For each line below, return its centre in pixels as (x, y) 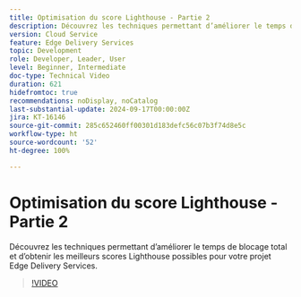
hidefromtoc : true (43, 92)
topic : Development (46, 51)
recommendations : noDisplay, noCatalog (84, 101)
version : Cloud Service (54, 34)
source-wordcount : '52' (54, 142)
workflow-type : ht (43, 134)
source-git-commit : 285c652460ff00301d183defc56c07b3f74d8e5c (128, 126)
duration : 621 (36, 84)
